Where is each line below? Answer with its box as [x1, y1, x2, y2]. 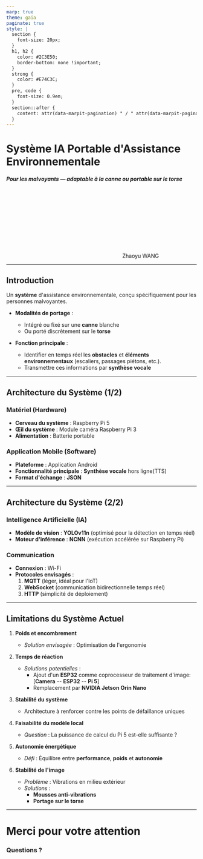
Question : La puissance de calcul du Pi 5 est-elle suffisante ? [24, 731, 177, 738]
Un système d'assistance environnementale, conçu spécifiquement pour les [6, 292, 197, 299]
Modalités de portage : [14, 310, 74, 317]
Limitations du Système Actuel [6, 613, 124, 624]
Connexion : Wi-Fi [14, 564, 62, 572]
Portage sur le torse [33, 798, 85, 805]
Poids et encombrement [14, 630, 77, 637]
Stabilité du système [14, 696, 68, 703]
